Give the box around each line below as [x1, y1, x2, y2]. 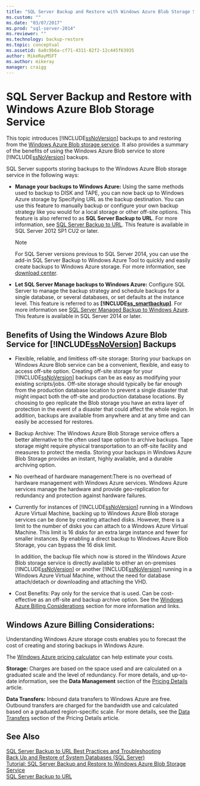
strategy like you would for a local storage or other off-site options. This [14, 208, 192, 216]
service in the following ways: [6, 171, 79, 179]
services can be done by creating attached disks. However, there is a [14, 516, 185, 523]
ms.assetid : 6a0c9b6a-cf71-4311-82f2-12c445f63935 [6, 48, 135, 54]
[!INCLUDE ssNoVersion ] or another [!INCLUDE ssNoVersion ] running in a [14, 566, 192, 573]
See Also [6, 732, 40, 742]
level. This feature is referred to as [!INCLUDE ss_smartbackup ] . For [14, 300, 183, 307]
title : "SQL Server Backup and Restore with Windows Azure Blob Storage [6, 8, 190, 15]
